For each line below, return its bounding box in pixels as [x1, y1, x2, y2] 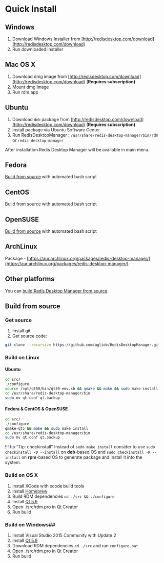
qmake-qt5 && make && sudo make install [5, 426, 89, 431]
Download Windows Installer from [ [12, 36, 83, 42]
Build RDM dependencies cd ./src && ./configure [12, 493, 115, 499]
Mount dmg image [12, 84, 49, 90]
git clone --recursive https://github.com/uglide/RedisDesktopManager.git [5, 343, 161, 347]
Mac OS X [5, 60, 36, 69]
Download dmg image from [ [12, 73, 70, 79]
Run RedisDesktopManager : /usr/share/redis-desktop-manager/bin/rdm [12, 132, 159, 138]
